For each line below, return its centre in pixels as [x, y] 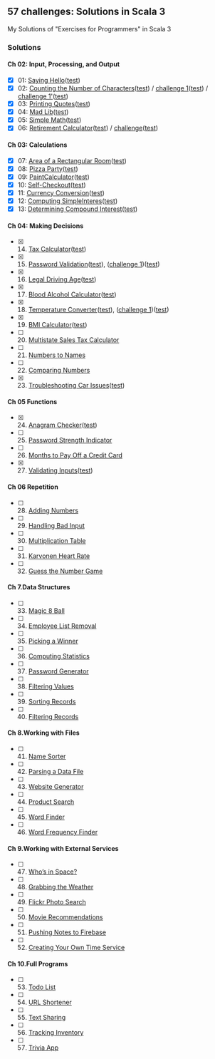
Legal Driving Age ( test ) [62, 279]
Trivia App [43, 1048]
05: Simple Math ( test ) [49, 120]
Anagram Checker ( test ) [63, 425]
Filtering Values [51, 686]
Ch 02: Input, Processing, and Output [63, 64]
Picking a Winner [53, 641]
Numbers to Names [57, 355]
